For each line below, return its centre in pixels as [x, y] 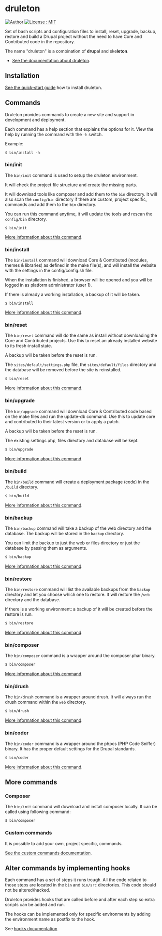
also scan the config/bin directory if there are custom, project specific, [76, 199]
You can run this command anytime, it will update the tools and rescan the [79, 214]
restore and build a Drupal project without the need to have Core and [74, 36]
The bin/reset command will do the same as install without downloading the [81, 335]
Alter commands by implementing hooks [67, 868]
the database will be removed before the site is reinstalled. [63, 370]
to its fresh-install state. [29, 346]
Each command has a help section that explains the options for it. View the [79, 129]
